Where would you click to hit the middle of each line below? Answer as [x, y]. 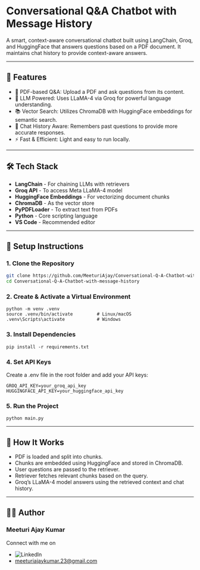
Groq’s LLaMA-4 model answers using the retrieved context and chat [99, 482]
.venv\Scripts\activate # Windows [63, 320]
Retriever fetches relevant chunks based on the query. [81, 476]
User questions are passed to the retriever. [67, 469]
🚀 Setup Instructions [45, 246]
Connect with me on [31, 543]
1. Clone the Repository [40, 263]
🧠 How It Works [35, 442]
